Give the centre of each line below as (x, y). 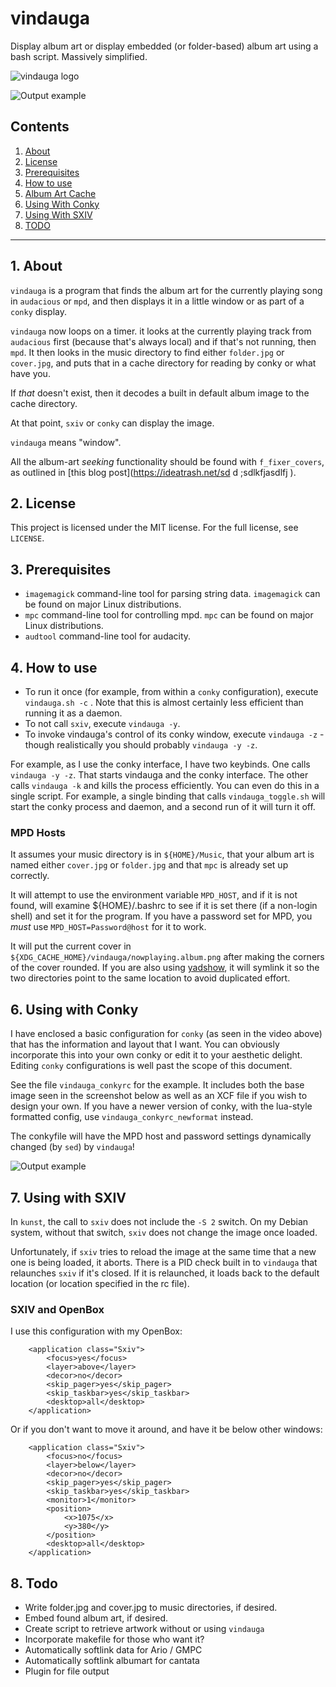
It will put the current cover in (71, 946)
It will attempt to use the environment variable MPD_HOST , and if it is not (154, 895)
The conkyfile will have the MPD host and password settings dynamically (161, 1136)
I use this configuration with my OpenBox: (96, 1331)
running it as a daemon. (73, 713)
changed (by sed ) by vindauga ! (72, 1147)
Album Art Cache (60, 193)
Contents (40, 127)
